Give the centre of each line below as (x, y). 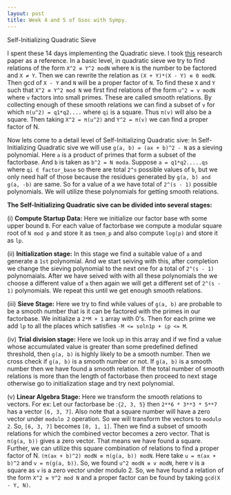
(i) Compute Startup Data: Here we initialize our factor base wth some (107, 218)
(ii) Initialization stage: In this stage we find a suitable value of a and (104, 254)
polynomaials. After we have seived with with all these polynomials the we (112, 275)
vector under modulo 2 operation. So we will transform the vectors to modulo (114, 418)
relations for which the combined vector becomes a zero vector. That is (109, 433)
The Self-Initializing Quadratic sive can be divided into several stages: (110, 205)
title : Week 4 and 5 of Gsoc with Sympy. (68, 20)
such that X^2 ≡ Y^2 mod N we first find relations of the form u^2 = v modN (111, 90)
